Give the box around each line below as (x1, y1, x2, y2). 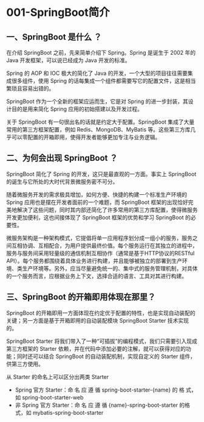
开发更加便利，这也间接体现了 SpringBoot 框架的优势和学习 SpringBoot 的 (6, 214, 191, 221)
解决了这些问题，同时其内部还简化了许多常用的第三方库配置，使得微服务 (16, 206, 198, 213)
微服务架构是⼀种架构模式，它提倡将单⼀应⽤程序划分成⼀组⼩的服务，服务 (6, 234, 192, 241)
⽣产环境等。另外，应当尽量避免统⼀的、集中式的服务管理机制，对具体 (22, 264, 198, 272)
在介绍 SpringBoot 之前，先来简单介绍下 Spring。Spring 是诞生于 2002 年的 (6, 49, 196, 56)
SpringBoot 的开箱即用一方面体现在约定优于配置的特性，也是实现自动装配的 (6, 309, 195, 317)
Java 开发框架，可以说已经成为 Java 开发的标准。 (6, 57, 131, 64)
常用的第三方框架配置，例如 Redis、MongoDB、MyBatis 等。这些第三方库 (6, 126, 191, 133)
